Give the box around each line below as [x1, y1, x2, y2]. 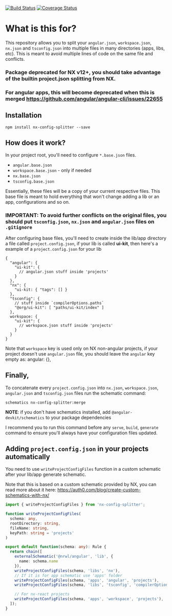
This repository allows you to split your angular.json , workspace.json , [5, 39, 152, 46]
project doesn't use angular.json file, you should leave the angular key [5, 350, 155, 357]
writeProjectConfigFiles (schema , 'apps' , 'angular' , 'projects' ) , [14, 578, 159, 583]
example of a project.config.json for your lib [5, 246, 102, 252]
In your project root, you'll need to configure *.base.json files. [5, 152, 137, 158]
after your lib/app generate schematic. [5, 471, 87, 478]
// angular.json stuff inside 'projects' [18, 269, 109, 274]
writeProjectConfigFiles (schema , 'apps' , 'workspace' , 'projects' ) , [14, 597, 164, 602]
